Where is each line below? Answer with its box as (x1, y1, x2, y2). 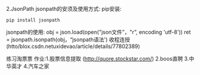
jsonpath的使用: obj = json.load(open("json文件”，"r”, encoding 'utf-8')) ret (6, 29, 191, 35)
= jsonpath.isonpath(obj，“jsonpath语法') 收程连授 (6, 36, 131, 43)
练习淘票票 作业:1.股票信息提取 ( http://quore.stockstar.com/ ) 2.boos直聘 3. (6, 55, 189, 62)
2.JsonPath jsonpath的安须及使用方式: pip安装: (6, 5, 122, 12)
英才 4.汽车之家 (11, 62, 50, 70)
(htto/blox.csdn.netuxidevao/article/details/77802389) (6, 43, 141, 50)
